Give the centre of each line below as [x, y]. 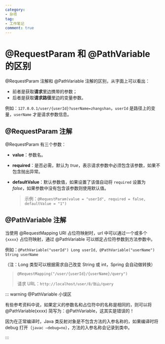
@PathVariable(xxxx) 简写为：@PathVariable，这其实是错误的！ [70, 311]
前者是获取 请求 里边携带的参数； [45, 91]
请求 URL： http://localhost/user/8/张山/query [65, 283]
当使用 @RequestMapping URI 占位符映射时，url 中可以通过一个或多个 [76, 233]
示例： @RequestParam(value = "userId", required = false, [85, 199]
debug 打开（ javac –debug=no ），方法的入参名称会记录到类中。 [69, 327]
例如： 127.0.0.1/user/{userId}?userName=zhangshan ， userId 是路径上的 [78, 108]
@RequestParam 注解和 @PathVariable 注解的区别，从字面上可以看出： [78, 81]
